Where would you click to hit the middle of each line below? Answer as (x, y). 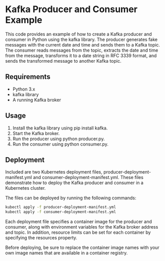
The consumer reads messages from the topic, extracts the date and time (82, 50)
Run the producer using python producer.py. (59, 139)
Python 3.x (24, 89)
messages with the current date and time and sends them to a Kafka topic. (83, 45)
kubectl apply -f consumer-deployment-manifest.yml (61, 212)
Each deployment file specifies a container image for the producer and (79, 222)
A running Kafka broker (37, 100)
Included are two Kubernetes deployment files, (54, 172)
